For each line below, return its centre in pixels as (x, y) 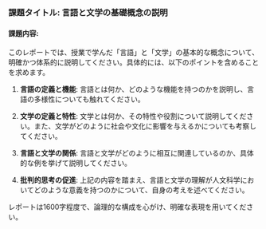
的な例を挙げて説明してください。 (75, 163)
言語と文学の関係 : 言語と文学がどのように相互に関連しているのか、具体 (137, 153)
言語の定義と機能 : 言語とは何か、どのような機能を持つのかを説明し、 (133, 89)
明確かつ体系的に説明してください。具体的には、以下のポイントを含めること (134, 62)
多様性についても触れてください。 (89, 99)
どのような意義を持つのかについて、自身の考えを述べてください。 (141, 190)
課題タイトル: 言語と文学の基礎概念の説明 (88, 12)
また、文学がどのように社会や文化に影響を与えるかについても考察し (145, 126)
